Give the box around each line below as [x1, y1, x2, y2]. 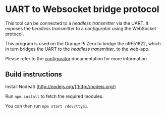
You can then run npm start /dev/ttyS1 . [5, 103, 89, 109]
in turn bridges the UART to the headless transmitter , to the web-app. [5, 46, 150, 52]
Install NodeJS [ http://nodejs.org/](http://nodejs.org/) [5, 83, 116, 89]
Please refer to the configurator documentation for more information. [5, 55, 148, 61]
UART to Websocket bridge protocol [5, 4, 160, 15]
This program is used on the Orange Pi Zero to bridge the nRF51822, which [5, 40, 161, 46]
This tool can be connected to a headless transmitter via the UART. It [5, 20, 149, 26]
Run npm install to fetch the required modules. [5, 93, 104, 99]
